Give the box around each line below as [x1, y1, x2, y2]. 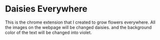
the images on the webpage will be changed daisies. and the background [5, 24, 152, 30]
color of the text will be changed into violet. [5, 29, 92, 35]
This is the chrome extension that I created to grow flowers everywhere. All [5, 19, 156, 25]
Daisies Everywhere [5, 3, 88, 14]
